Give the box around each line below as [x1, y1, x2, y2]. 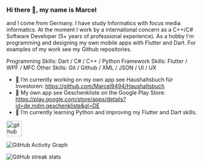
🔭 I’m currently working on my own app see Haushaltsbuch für [15, 76, 174, 84]
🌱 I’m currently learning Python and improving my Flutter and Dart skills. [15, 109, 197, 116]
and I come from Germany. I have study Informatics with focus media [6, 20, 181, 27]
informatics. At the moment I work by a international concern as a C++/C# [6, 26, 193, 33]
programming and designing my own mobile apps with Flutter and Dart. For [6, 39, 196, 47]
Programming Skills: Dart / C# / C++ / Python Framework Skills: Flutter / [6, 58, 188, 65]
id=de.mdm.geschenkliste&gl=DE [15, 102, 100, 109]
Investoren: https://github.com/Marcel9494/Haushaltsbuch [15, 82, 165, 90]
